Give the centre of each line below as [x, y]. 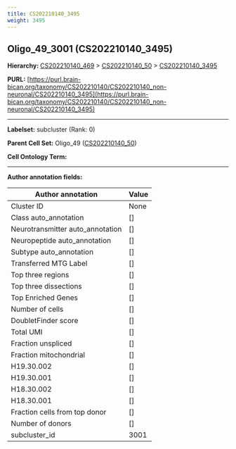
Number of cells [37, 309]
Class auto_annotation [47, 217]
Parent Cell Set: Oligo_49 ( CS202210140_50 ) [72, 143]
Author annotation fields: [45, 177]
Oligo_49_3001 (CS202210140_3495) [90, 49]
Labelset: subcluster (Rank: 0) [51, 129]
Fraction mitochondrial [48, 355]
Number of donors [41, 424]
